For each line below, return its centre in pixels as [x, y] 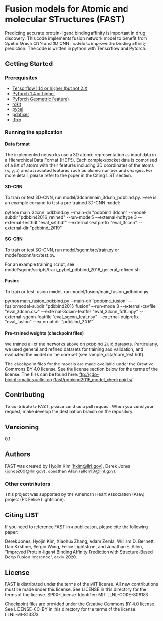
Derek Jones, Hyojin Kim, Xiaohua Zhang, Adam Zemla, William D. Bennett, [80, 541]
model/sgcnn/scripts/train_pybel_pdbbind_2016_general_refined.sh [72, 270]
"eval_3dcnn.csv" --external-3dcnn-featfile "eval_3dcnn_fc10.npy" [72, 312]
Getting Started [29, 64]
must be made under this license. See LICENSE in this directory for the [76, 589]
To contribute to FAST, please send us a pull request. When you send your [80, 407]
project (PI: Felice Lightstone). [35, 500]
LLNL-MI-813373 [22, 614]
